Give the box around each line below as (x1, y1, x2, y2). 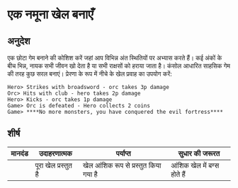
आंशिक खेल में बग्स (171, 160, 220, 170)
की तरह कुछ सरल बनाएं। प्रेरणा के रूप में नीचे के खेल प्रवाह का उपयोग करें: (7, 70, 172, 78)
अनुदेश (7, 35, 30, 47)
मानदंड (11, 148, 28, 158)
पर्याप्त (115, 148, 131, 158)
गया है (82, 169, 98, 179)
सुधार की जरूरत (178, 148, 220, 158)
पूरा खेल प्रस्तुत (35, 160, 73, 170)
